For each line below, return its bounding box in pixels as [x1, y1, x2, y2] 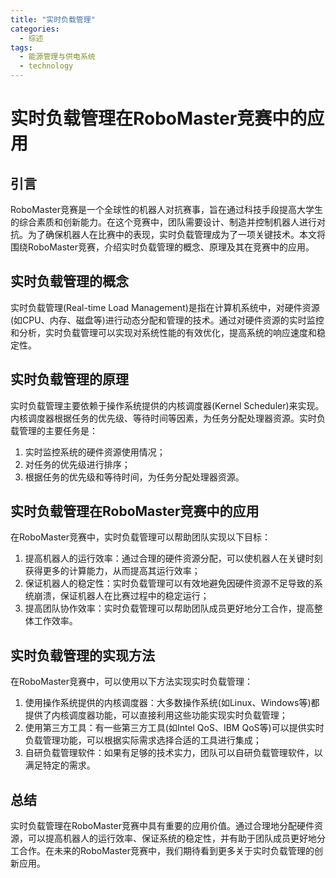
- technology [19, 61, 74, 71]
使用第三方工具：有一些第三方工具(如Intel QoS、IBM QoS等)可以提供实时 [24, 722, 325, 734]
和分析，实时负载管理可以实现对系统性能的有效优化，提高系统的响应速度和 [10, 326, 317, 338]
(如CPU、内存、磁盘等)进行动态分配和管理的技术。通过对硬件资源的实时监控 [10, 314, 325, 326]
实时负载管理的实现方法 [10, 647, 155, 664]
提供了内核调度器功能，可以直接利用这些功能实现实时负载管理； [24, 709, 288, 721]
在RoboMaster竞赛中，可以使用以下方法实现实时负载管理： [10, 676, 253, 688]
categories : [10, 24, 60, 34]
